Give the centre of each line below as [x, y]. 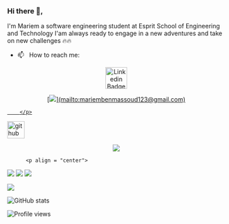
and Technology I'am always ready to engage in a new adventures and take [115, 33]
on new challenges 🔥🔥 [39, 41]
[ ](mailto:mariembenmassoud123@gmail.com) [116, 100]
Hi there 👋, [25, 11]
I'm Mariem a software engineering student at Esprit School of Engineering [113, 26]
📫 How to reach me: [48, 55]
